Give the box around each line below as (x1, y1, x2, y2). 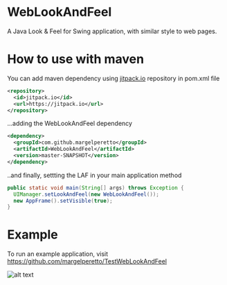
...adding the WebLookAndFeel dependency (7, 119, 133, 128)
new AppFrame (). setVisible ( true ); (13, 197, 113, 204)
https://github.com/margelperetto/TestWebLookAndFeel (7, 257, 167, 266)
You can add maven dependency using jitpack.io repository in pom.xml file (7, 74, 220, 82)
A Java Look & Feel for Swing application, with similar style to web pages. (7, 27, 217, 35)
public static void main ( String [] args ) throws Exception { (7, 184, 185, 191)
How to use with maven (7, 51, 144, 67)
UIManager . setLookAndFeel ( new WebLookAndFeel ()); (13, 191, 159, 198)
